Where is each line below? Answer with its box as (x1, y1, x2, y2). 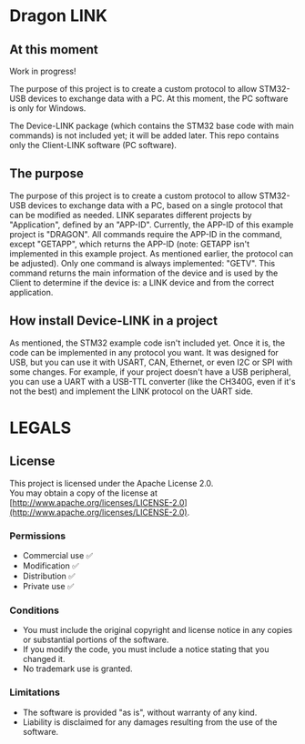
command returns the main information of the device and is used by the (9, 267, 279, 278)
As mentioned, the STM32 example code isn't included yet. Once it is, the (9, 337, 285, 348)
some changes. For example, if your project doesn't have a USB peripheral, (9, 366, 291, 377)
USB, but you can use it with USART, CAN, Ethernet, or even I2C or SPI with (9, 357, 293, 367)
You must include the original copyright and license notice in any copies (22, 625, 293, 636)
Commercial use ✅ (22, 549, 94, 560)
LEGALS (9, 417, 72, 437)
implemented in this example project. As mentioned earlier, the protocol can (9, 247, 294, 259)
